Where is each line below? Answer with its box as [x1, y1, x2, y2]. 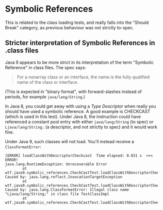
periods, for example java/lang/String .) [5, 94, 85, 99]
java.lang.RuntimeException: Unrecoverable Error [5, 162, 108, 167]
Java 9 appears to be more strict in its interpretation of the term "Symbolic [5, 59, 154, 65]
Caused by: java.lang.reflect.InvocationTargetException [5, 174, 123, 179]
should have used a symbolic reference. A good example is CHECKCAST [5, 108, 150, 114]
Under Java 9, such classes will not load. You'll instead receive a [5, 138, 134, 144]
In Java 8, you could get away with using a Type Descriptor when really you [5, 103, 156, 109]
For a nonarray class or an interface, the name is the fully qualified [16, 74, 150, 80]
